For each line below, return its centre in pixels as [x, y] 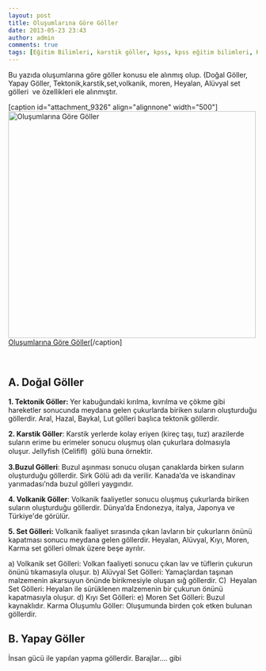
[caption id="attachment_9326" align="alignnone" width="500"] [113, 107]
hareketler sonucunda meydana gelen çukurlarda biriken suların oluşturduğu [133, 410]
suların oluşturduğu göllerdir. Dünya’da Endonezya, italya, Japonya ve [122, 507]
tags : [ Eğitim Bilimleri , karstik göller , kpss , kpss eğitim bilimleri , [131, 52]
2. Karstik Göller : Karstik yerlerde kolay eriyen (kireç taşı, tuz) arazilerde [126, 433]
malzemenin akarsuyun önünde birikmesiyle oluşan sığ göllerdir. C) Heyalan [133, 580]
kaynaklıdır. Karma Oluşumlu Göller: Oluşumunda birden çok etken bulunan [130, 605]
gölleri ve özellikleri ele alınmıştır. [63, 91]
